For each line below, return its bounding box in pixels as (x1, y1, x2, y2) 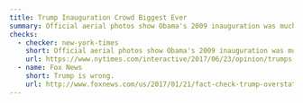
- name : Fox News (17, 64, 83, 73)
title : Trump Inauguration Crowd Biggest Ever (9, 13, 188, 22)
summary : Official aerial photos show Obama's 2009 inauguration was (9, 21, 277, 30)
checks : (9, 30, 39, 39)
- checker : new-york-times (17, 38, 119, 47)
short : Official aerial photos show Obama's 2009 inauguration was (25, 47, 284, 56)
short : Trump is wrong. (25, 72, 115, 81)
